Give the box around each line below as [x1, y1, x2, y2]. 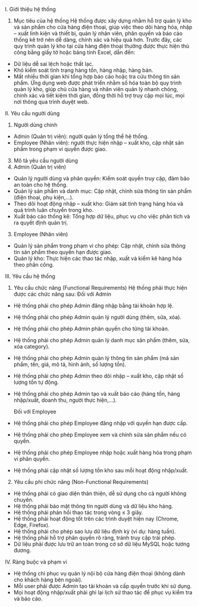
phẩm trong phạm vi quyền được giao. [13, 146, 107, 152]
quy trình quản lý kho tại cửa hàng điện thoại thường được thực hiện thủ [13, 42, 190, 49]
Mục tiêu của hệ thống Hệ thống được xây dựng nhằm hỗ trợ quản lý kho [13, 17, 192, 24]
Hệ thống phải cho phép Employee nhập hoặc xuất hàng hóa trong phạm [13, 449, 192, 456]
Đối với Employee [13, 408, 56, 415]
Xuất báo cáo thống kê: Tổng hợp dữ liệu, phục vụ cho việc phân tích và [13, 213, 190, 220]
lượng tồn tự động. [13, 378, 59, 386]
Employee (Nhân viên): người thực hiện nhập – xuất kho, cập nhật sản [13, 139, 184, 146]
